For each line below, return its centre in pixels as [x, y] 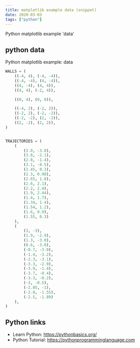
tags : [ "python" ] [24, 19]
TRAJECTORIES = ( [24, 141]
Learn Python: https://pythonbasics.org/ [55, 335]
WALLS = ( [16, 72]
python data [25, 50]
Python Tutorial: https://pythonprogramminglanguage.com [74, 340]
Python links [25, 322]
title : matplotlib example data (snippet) [51, 10]
